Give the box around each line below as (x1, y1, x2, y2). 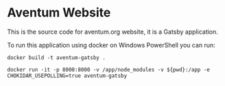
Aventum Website (7, 5, 111, 21)
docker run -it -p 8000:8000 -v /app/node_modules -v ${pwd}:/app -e (7, 66, 211, 73)
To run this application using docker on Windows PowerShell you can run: (7, 41, 216, 49)
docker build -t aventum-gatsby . (7, 54, 106, 61)
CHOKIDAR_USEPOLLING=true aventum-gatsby (7, 72, 128, 79)
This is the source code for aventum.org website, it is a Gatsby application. (7, 28, 218, 36)
